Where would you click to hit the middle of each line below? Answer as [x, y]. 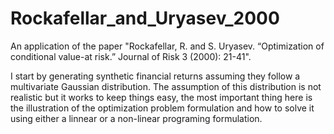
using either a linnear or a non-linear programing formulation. [136, 118]
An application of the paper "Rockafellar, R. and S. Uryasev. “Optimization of [167, 46]
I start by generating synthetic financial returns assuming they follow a [155, 76]
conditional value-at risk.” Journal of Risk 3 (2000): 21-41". [131, 56]
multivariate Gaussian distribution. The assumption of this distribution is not [166, 86]
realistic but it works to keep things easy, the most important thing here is [161, 97]
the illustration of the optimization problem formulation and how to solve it [162, 108]
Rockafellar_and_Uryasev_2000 [145, 18]
